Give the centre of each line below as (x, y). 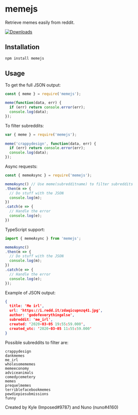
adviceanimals (19, 373)
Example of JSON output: (30, 293)
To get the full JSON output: (33, 85)
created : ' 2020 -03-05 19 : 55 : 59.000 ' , (47, 324)
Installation (22, 47)
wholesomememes (20, 364)
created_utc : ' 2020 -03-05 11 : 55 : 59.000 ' (51, 329)
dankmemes (15, 356)
